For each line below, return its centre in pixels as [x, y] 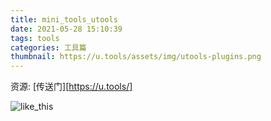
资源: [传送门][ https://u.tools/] [71, 87]
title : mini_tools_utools [64, 19]
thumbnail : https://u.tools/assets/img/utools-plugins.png [136, 57]
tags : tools [35, 38]
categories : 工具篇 [48, 47]
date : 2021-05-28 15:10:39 [66, 29]
